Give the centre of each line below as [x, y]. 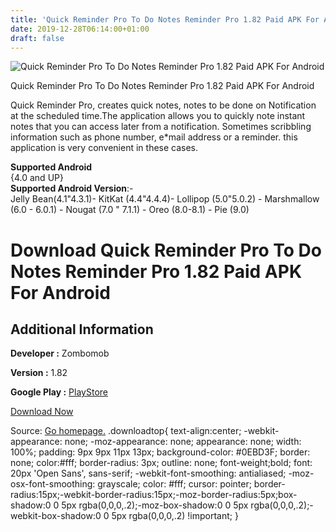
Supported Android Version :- [72, 188]
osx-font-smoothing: [53, 484]
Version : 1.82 [39, 373]
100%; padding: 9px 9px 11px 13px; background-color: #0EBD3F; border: [160, 452]
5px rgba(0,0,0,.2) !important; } [175, 516]
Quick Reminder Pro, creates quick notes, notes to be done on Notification [163, 105]
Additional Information [82, 329]
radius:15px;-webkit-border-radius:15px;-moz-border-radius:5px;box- [154, 495]
